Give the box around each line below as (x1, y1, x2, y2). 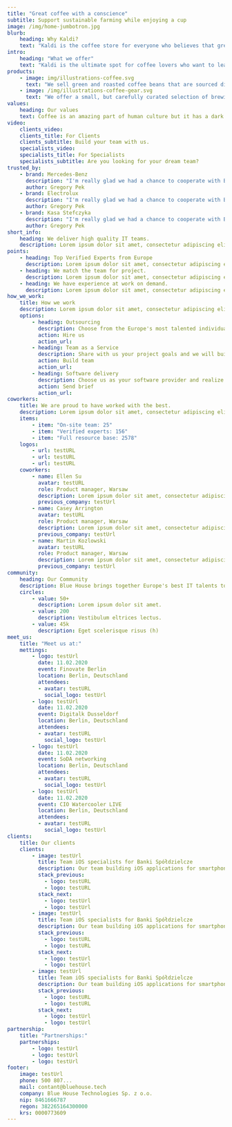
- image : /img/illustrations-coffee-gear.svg (19, 87, 153, 94)
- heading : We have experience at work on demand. (19, 280, 168, 287)
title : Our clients (19, 839, 76, 846)
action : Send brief (37, 383, 95, 390)
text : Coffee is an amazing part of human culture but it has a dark (19, 113, 224, 120)
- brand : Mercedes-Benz (19, 171, 88, 178)
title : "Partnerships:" (19, 1032, 88, 1039)
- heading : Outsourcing (32, 319, 100, 326)
